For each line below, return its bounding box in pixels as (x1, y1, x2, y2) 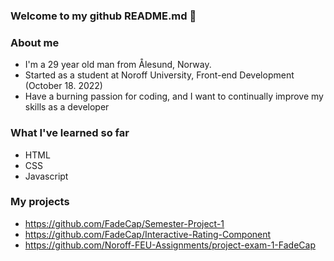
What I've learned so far (10, 126, 130, 140)
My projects (10, 195, 70, 209)
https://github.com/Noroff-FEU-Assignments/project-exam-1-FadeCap (24, 239, 316, 251)
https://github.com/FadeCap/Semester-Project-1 (24, 217, 225, 229)
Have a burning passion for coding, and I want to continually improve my (24, 90, 324, 103)
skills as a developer (24, 101, 110, 113)
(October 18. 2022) (24, 80, 103, 92)
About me (10, 35, 60, 49)
